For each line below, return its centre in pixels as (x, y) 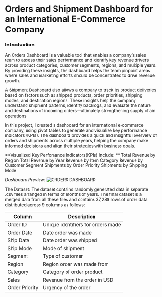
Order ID (17, 225)
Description (82, 217)
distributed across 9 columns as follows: (45, 205)
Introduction (20, 45)
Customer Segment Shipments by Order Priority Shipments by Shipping (76, 165)
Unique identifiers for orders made (82, 225)
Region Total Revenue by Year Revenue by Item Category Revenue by (74, 160)
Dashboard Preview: (25, 180)
